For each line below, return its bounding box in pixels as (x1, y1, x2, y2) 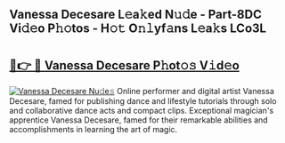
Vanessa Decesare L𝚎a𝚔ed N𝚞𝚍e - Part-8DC (9, 7, 263, 22)
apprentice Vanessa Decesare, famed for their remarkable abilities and (9, 115, 269, 125)
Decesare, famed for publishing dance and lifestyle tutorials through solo (9, 96, 277, 106)
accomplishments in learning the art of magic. (9, 124, 178, 134)
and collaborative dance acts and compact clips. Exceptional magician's (9, 106, 274, 115)
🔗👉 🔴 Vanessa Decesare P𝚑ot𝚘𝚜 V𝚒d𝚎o (9, 58, 240, 73)
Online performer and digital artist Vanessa (117, 86, 274, 96)
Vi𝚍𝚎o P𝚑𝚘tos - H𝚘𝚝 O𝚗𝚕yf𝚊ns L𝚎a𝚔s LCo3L (9, 21, 267, 36)
